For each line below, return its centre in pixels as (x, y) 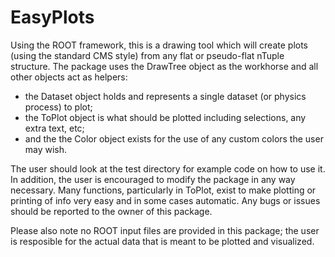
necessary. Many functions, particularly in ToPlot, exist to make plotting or (163, 190)
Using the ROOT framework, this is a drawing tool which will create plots (159, 45)
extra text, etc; (54, 128)
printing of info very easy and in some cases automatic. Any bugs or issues (165, 200)
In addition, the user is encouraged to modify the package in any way (153, 179)
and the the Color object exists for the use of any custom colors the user (174, 138)
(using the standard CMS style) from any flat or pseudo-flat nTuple (147, 55)
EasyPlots (52, 17)
